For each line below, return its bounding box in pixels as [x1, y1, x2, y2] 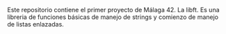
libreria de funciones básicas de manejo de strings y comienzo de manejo [7, 13, 219, 21]
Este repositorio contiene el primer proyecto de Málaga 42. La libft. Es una [7, 6, 220, 14]
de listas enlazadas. [7, 20, 64, 28]
